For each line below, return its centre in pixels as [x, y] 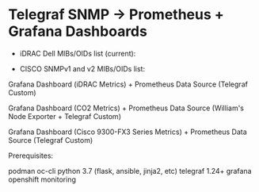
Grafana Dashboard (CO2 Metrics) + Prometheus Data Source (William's [126, 108]
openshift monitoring [42, 179]
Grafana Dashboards [78, 31]
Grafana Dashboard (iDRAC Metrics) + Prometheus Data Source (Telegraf [128, 84]
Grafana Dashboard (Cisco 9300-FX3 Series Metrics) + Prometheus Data [128, 132]
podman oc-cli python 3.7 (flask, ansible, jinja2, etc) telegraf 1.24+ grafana [130, 171]
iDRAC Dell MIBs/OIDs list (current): [78, 53]
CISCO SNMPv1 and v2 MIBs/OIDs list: [82, 68]
